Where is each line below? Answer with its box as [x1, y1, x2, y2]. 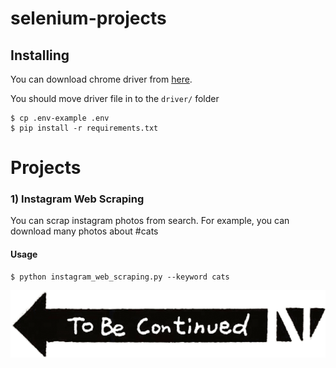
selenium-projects [10, 7, 167, 30]
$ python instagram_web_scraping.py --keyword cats [10, 272, 230, 282]
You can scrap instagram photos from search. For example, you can [10, 215, 290, 227]
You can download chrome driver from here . [10, 73, 193, 85]
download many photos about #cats [10, 225, 159, 237]
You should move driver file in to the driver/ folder [10, 93, 220, 104]
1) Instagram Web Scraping [10, 192, 145, 206]
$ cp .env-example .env [10, 113, 110, 123]
